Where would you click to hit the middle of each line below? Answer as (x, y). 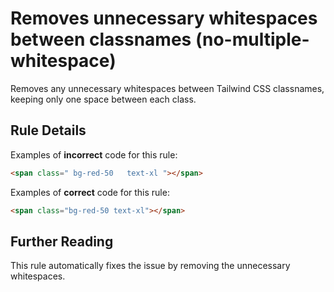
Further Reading (62, 241)
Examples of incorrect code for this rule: (94, 154)
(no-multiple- (252, 39)
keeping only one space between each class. (103, 99)
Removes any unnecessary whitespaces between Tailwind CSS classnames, (167, 88)
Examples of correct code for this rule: (90, 192)
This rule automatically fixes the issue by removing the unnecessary (150, 266)
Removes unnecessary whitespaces (164, 18)
